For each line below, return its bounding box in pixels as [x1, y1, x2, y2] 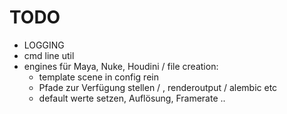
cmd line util [23, 49, 75, 61]
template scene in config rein [38, 71, 159, 83]
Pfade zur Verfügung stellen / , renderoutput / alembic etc [38, 81, 278, 93]
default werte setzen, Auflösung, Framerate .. [38, 92, 226, 104]
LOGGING [23, 39, 65, 51]
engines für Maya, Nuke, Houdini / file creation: [23, 60, 219, 72]
